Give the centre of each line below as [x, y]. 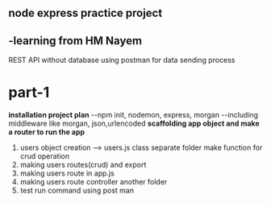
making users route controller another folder [94, 182]
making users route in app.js [67, 173]
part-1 [29, 93]
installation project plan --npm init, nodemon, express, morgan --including [133, 115]
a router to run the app [47, 132]
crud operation [45, 156]
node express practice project [85, 13]
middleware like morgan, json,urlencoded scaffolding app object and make [134, 123]
